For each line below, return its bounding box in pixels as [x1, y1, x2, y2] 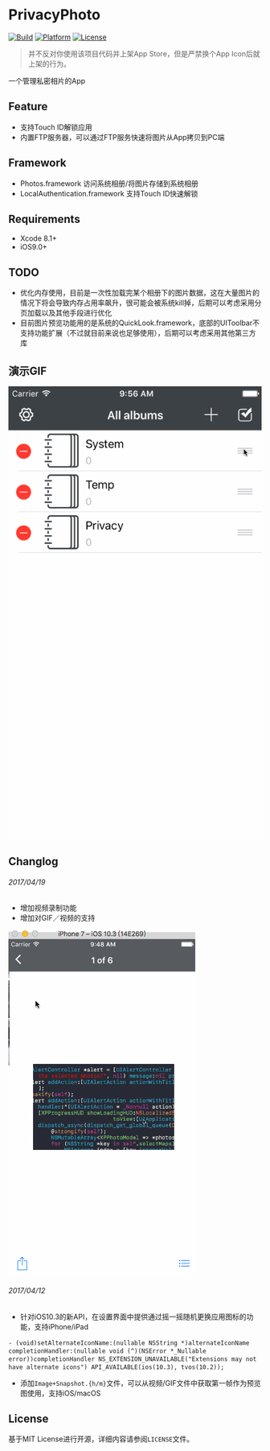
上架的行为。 [27, 59, 71, 68]
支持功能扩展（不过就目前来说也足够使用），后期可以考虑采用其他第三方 [19, 328, 256, 338]
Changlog [8, 855, 59, 868]
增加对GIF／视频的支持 [19, 913, 96, 923]
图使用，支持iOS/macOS [19, 1388, 101, 1398]
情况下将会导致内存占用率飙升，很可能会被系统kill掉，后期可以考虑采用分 [19, 298, 262, 307]
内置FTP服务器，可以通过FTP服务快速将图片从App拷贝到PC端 [19, 132, 225, 142]
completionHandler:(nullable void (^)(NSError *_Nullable [8, 1346, 207, 1355]
